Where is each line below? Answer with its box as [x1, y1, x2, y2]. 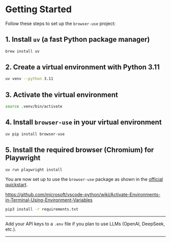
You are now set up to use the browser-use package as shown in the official [5, 176, 163, 182]
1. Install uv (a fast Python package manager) [5, 35, 150, 44]
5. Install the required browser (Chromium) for [5, 146, 154, 154]
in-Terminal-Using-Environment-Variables [5, 197, 93, 203]
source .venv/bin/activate [5, 104, 63, 109]
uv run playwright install [5, 167, 63, 172]
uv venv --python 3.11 [5, 76, 53, 82]
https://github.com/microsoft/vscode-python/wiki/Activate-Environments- [5, 192, 161, 198]
